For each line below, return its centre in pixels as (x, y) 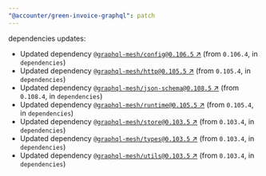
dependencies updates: (47, 38)
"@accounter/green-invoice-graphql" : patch (82, 16)
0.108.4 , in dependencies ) (61, 96)
